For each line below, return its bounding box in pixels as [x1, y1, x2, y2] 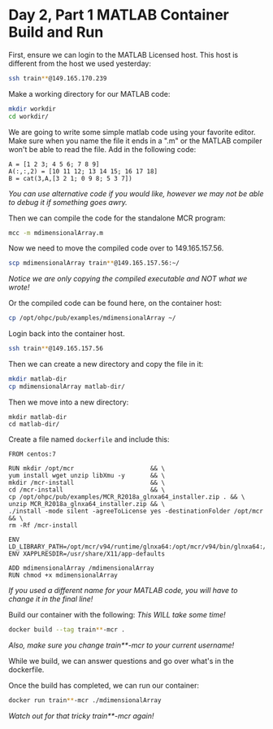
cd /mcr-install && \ [8, 486, 165, 494]
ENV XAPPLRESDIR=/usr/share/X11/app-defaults [8, 549, 165, 558]
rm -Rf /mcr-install [8, 521, 79, 530]
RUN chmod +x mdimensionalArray [8, 571, 118, 579]
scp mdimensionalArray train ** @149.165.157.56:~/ [8, 259, 180, 268]
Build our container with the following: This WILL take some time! [8, 609, 226, 619]
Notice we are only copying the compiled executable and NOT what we [8, 274, 248, 284]
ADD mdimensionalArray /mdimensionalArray [8, 564, 154, 572]
